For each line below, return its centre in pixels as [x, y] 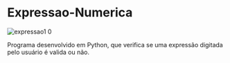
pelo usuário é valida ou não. [48, 52]
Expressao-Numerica [70, 13]
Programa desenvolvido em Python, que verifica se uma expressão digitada [115, 45]
